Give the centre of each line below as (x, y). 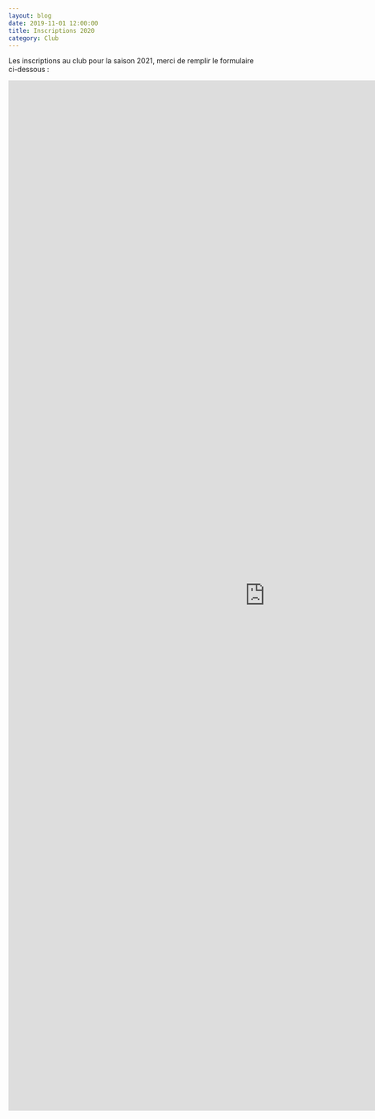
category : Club (34, 38)
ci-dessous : (29, 70)
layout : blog (30, 16)
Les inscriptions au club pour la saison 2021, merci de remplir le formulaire (131, 61)
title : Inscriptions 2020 (51, 30)
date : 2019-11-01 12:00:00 (53, 23)
